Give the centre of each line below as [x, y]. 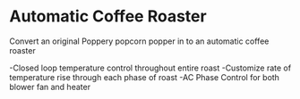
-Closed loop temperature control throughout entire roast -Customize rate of [150, 68]
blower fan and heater [50, 87]
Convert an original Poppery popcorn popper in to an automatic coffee [139, 41]
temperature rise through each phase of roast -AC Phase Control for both [145, 77]
